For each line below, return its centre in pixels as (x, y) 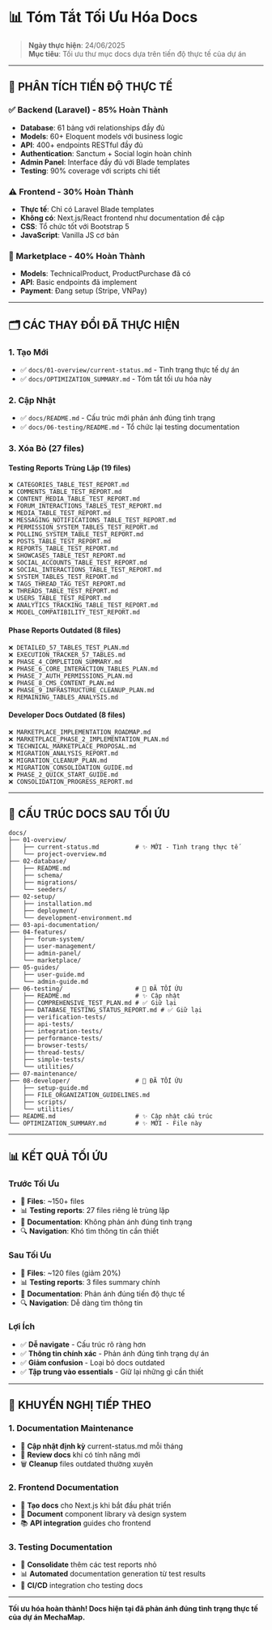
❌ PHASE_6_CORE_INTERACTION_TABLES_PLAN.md (83, 669)
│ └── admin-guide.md (49, 981)
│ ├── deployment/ (43, 911)
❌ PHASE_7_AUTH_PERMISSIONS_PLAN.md (71, 676)
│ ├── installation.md (50, 904)
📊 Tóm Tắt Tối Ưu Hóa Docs (103, 17)
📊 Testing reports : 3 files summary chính (90, 1282)
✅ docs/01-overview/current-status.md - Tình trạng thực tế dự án (130, 369)
